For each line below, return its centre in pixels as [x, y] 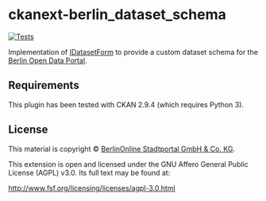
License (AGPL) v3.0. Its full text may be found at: [89, 172]
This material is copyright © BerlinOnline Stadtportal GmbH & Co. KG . [122, 149]
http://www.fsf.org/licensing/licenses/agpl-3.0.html [92, 187]
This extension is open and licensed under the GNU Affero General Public [128, 164]
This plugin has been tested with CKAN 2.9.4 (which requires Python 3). [126, 104]
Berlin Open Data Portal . [48, 60]
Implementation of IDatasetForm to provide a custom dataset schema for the [133, 52]
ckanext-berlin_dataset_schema [117, 15]
